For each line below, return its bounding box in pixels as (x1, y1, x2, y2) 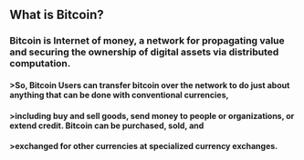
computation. (9, 57, 71, 70)
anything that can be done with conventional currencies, (9, 89, 229, 100)
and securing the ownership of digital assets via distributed (9, 45, 279, 58)
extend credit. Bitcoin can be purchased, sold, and (9, 120, 204, 131)
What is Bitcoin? (9, 7, 104, 23)
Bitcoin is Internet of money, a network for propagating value (9, 35, 285, 47)
